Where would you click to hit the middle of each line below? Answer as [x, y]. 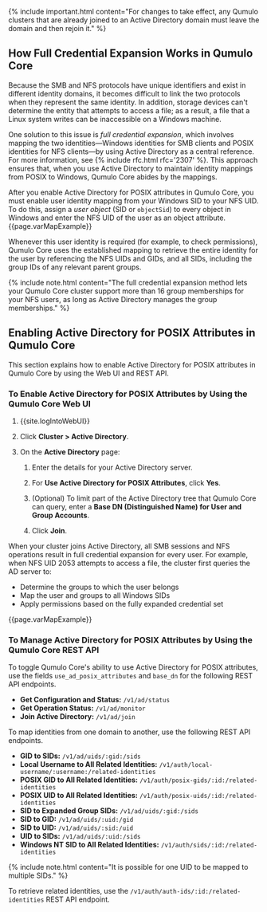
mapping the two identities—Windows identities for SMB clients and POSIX [131, 143]
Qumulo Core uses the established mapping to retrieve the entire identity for [133, 250]
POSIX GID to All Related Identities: [79, 780]
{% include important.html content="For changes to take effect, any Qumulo [133, 12]
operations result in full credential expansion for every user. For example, [128, 554]
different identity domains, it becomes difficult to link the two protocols [124, 93]
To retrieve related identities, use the [69, 891]
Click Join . [49, 530]
